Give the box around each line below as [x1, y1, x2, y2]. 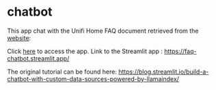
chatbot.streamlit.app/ [7, 54, 70, 62]
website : [7, 33, 31, 42]
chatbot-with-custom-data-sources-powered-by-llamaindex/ [7, 74, 180, 82]
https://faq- [163, 47, 197, 55]
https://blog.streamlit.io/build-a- [118, 67, 209, 76]
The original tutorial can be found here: [7, 67, 118, 76]
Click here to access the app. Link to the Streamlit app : [7, 47, 163, 55]
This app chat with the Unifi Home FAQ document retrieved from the [7, 27, 199, 35]
